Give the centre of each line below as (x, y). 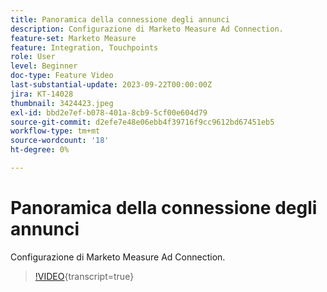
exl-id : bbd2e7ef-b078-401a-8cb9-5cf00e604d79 (109, 112)
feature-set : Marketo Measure (73, 38)
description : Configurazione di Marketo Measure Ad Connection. (147, 29)
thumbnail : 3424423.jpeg (62, 103)
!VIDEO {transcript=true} (84, 276)
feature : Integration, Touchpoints (84, 47)
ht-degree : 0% (40, 150)
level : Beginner (44, 66)
